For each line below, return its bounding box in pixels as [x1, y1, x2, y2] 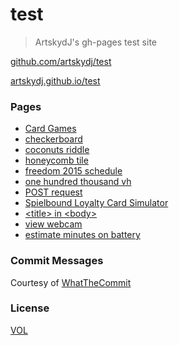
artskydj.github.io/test [10, 74, 101, 87]
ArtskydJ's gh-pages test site [34, 36, 157, 48]
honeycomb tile [24, 154, 89, 167]
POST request [24, 186, 83, 198]
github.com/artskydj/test [10, 55, 112, 67]
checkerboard [24, 133, 83, 145]
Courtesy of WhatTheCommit [10, 276, 132, 288]
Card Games [24, 123, 77, 135]
